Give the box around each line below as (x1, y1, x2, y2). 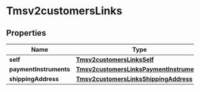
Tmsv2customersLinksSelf (76, 55, 154, 64)
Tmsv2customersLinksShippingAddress (76, 75, 193, 83)
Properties (6, 28, 46, 38)
